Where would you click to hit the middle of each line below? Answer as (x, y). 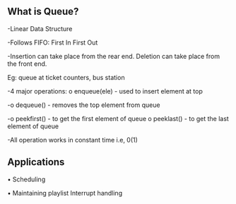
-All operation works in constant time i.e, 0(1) (72, 140)
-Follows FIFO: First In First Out (53, 42)
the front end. (27, 64)
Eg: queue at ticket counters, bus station (66, 77)
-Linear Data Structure (40, 28)
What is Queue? (43, 12)
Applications (36, 162)
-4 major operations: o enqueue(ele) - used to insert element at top (105, 91)
